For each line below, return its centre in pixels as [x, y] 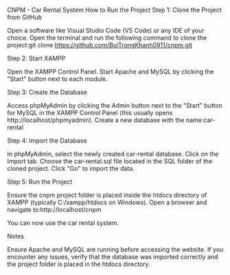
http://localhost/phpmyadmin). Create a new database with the [96, 120]
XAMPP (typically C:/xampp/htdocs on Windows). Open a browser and [107, 202]
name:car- [200, 120]
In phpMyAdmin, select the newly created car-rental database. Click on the [113, 154]
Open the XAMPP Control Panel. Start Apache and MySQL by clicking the [111, 72]
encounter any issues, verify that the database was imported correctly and [113, 257]
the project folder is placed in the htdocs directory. [79, 264]
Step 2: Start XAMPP [36, 58]
